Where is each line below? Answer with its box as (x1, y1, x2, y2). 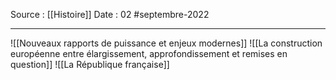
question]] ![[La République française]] (10, 59, 170, 70)
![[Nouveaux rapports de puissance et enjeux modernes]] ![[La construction (10, 37, 323, 49)
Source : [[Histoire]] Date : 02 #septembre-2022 (10, 9, 210, 20)
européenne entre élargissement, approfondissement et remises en (10, 48, 288, 59)
